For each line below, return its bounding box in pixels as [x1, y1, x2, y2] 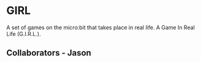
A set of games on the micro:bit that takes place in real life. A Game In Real [6, 24, 195, 31]
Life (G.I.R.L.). [6, 30, 41, 37]
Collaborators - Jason [6, 48, 92, 58]
